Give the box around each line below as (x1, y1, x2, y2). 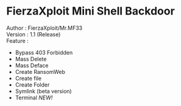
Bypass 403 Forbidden (15, 48, 73, 56)
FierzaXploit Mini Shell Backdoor (6, 4, 175, 18)
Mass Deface (15, 62, 49, 69)
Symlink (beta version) (15, 87, 72, 94)
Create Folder (15, 81, 50, 88)
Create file (15, 75, 41, 82)
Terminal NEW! (15, 94, 53, 101)
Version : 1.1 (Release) (6, 30, 61, 38)
